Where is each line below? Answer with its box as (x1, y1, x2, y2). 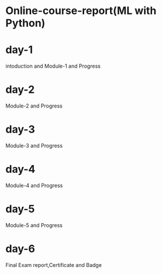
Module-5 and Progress (5, 221, 63, 228)
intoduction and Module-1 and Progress (5, 63, 101, 70)
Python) (5, 16, 46, 30)
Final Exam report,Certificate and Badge (5, 261, 102, 268)
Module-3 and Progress (5, 142, 63, 149)
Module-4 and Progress (5, 182, 63, 189)
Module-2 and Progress (5, 102, 63, 109)
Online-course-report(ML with (5, 4, 157, 18)
